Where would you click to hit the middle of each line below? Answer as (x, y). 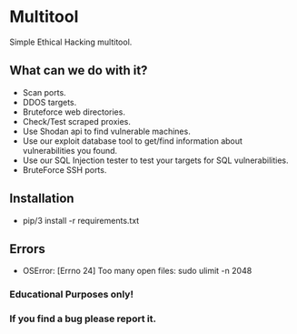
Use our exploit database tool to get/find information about (133, 141)
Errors (27, 249)
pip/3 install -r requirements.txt (81, 220)
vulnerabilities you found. (70, 150)
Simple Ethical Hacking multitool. (71, 42)
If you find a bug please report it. (83, 319)
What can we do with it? (79, 71)
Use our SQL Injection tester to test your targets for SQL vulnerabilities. (155, 160)
